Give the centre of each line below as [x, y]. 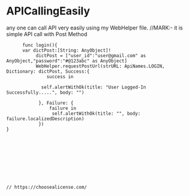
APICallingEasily [48, 11]
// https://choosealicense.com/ [46, 187]
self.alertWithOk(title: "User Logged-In [94, 87]
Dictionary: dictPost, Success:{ [48, 71]
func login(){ [40, 45]
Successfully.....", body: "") [45, 92]
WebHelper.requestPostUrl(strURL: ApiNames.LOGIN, [100, 66]
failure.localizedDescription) [45, 118]
